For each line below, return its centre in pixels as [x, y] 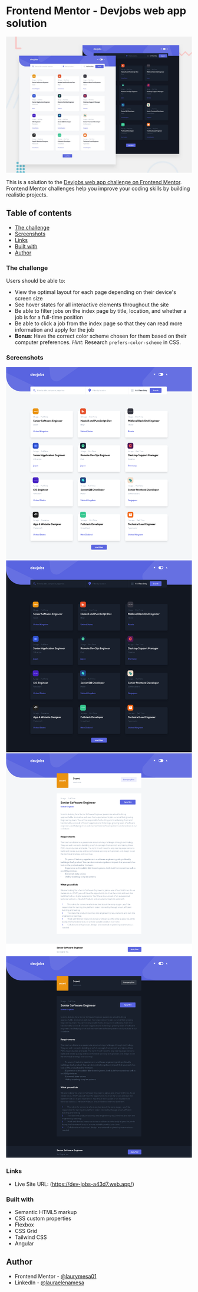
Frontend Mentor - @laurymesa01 [55, 1276]
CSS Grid [26, 1231]
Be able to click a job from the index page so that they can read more [98, 323]
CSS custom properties [43, 1218]
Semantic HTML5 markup [46, 1212]
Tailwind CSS [31, 1237]
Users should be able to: [36, 281]
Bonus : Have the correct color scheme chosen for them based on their [100, 336]
